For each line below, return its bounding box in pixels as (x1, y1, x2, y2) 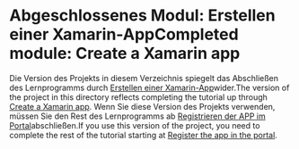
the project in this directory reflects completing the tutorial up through (9, 91, 268, 103)
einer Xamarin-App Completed (9, 24, 240, 45)
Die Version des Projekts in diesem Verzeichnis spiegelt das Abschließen (9, 72, 279, 83)
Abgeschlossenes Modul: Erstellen (9, 5, 276, 26)
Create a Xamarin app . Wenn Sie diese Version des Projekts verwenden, (9, 101, 276, 112)
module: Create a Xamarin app (9, 44, 241, 63)
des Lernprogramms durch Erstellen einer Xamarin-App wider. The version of (9, 82, 290, 93)
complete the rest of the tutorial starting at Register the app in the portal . (9, 129, 278, 140)
